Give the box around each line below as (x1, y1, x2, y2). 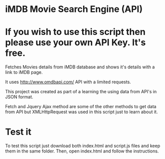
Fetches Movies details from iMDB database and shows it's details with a (5, 64, 155, 70)
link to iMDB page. (5, 69, 43, 75)
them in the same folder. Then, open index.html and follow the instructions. (5, 148, 159, 154)
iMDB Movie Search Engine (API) (5, 3, 143, 15)
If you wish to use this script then (5, 26, 146, 38)
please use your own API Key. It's (5, 37, 146, 48)
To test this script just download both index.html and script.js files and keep (5, 143, 161, 149)
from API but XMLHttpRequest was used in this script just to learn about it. (5, 109, 158, 115)
